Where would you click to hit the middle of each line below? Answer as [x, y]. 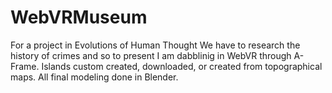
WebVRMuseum [79, 17]
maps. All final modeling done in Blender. [94, 77]
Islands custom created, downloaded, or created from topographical [182, 66]
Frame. [25, 66]
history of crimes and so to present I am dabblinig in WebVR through [151, 55]
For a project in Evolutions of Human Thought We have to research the [155, 45]
